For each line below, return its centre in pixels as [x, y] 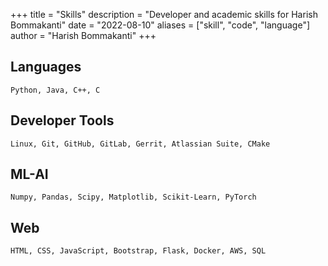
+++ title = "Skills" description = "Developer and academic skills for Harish [164, 14]
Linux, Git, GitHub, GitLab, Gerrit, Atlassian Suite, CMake [140, 144]
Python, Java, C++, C [55, 90]
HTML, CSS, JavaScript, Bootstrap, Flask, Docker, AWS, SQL [138, 251]
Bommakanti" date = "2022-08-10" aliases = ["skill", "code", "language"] [160, 25]
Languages [46, 67]
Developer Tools [62, 120]
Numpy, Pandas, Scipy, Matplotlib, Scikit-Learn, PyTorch [133, 197]
